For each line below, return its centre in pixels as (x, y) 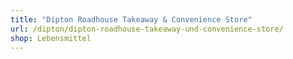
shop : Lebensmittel (51, 38)
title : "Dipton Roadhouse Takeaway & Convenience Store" (131, 19)
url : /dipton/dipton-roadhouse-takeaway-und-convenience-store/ (147, 29)
